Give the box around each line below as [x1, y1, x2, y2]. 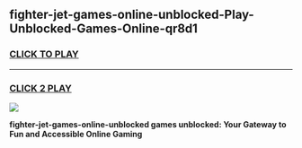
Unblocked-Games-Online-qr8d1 [9, 22, 198, 37]
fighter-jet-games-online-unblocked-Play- [9, 7, 254, 22]
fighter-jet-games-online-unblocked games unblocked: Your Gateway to [9, 118, 287, 129]
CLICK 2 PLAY [9, 82, 72, 94]
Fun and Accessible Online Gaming [9, 128, 143, 139]
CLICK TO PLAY [9, 48, 79, 61]
